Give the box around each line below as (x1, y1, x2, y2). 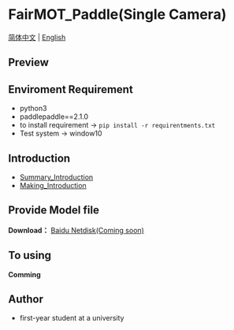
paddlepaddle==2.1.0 (19, 112, 89, 121)
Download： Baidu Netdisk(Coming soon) (8, 225, 144, 235)
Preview (8, 56, 50, 69)
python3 (19, 104, 47, 113)
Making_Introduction (19, 180, 87, 190)
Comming (8, 269, 41, 279)
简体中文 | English (8, 32, 66, 42)
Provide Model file (8, 203, 100, 217)
